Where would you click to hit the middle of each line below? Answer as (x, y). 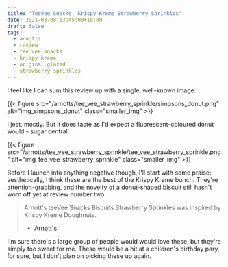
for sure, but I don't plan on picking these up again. (79, 256)
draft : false (26, 26)
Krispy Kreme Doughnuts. (60, 215)
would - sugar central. (38, 131)
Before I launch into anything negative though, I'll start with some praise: (109, 173)
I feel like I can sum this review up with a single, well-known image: (102, 90)
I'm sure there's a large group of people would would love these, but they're (114, 241)
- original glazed (40, 64)
